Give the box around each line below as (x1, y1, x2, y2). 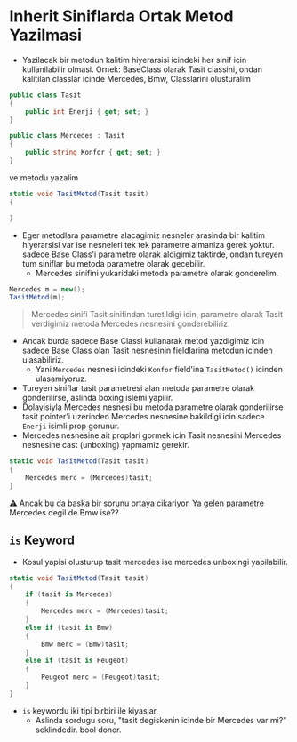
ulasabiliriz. (21, 355, 64, 365)
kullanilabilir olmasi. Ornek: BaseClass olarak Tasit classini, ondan (21, 64, 262, 75)
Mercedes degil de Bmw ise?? (9, 507, 119, 517)
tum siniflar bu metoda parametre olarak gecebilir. (21, 258, 205, 268)
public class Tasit (9, 91, 82, 100)
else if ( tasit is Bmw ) (25, 623, 114, 632)
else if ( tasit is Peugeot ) (25, 656, 129, 666)
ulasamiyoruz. (35, 373, 87, 384)
